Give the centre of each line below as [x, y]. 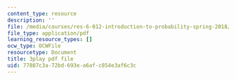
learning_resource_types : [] [50, 40]
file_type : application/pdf [48, 33]
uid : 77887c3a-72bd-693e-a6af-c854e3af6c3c [72, 65]
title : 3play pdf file [40, 59]
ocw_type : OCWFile [34, 46]
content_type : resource [42, 14]
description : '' [31, 20]
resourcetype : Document [42, 53]
